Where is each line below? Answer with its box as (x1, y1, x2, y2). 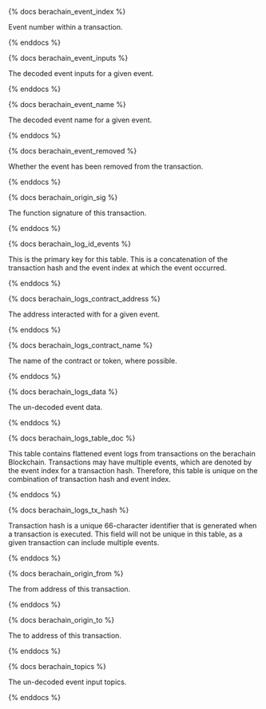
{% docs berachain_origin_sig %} (8, 193, 118, 202)
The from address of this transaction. (8, 584, 131, 594)
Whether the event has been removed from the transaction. (8, 161, 204, 171)
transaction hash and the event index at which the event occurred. (8, 263, 227, 273)
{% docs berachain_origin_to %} (8, 615, 115, 624)
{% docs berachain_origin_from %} (8, 569, 124, 578)
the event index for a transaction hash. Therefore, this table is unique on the (8, 466, 258, 475)
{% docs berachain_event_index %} (8, 7, 126, 16)
